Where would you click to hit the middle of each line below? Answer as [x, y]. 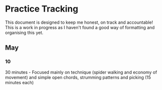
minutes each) [20, 82]
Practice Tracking [42, 9]
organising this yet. [24, 32]
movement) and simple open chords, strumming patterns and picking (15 [78, 77]
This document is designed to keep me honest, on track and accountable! [79, 22]
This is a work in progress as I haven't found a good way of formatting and [80, 27]
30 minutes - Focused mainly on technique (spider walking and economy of [81, 72]
